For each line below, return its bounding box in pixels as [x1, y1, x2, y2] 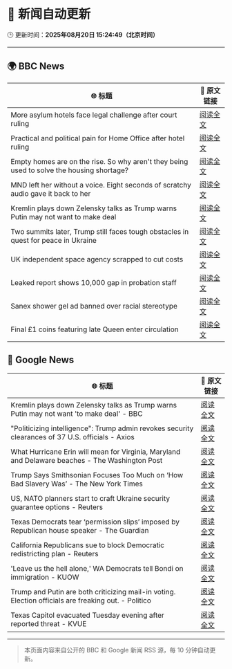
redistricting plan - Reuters [10, 549, 99, 558]
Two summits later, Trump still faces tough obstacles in [10, 226, 189, 236]
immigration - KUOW [10, 572, 79, 582]
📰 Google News [7, 354, 75, 366]
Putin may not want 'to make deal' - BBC [10, 409, 143, 419]
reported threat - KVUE [10, 618, 87, 628]
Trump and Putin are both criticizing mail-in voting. [10, 587, 176, 596]
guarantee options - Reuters [10, 502, 104, 512]
